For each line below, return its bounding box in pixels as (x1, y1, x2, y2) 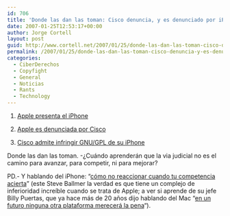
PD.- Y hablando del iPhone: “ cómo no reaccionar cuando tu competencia (7, 172, 216, 180)
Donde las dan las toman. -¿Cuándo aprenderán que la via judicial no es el (7, 152, 217, 160)
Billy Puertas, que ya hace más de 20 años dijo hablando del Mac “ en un (7, 194, 211, 202)
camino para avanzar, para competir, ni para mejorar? (7, 159, 158, 167)
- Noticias (13, 80, 44, 87)
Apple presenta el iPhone (16, 112, 89, 120)
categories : (7, 55, 41, 62)
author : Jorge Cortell (7, 29, 72, 36)
